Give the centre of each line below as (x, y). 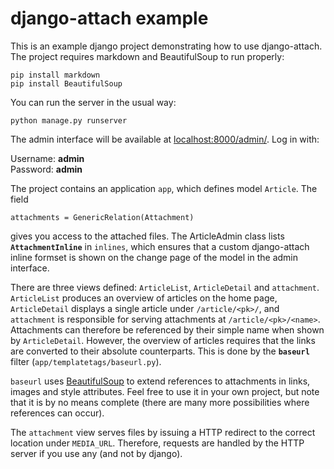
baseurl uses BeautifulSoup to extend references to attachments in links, (160, 381)
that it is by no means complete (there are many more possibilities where (160, 402)
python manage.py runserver (69, 120)
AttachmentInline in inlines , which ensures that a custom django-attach (160, 246)
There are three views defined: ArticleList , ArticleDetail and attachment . (165, 287)
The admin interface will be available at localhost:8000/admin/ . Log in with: (165, 139)
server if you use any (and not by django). (96, 453)
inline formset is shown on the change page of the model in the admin (154, 257)
